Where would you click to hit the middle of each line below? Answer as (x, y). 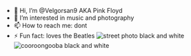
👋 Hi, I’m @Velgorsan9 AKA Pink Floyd (68, 11)
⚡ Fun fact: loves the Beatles (54, 36)
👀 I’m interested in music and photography (74, 18)
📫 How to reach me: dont (50, 25)
